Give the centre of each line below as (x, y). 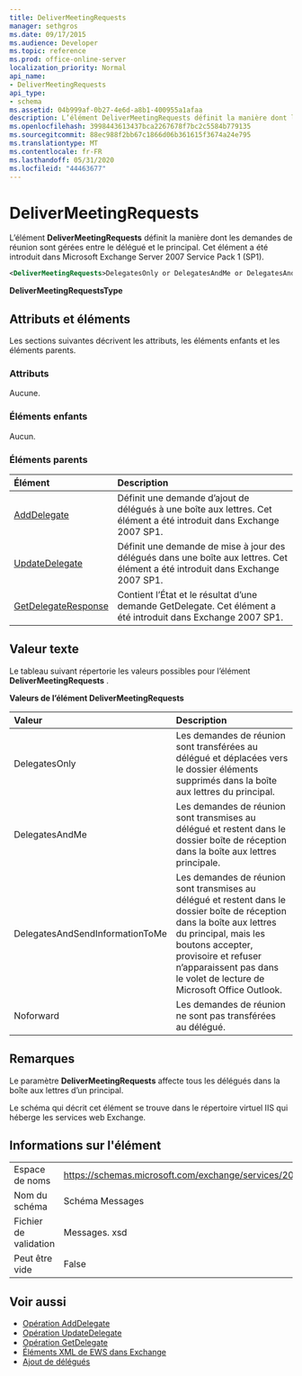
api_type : (28, 93)
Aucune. (25, 394)
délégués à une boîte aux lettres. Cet (195, 509)
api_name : (28, 77)
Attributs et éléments (70, 319)
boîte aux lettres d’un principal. (67, 1090)
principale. (198, 863)
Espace (30, 1170)
